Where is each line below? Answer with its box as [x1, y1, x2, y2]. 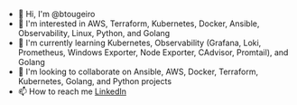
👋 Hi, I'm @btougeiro [17, 9, 96, 19]
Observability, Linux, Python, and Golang [17, 28, 171, 38]
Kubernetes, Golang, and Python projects [17, 76, 172, 86]
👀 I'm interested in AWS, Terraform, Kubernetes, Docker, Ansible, [17, 18, 260, 29]
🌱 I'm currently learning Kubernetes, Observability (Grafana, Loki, [17, 37, 262, 48]
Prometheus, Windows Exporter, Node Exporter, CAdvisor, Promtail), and [17, 47, 289, 58]
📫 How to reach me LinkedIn [17, 86, 127, 97]
